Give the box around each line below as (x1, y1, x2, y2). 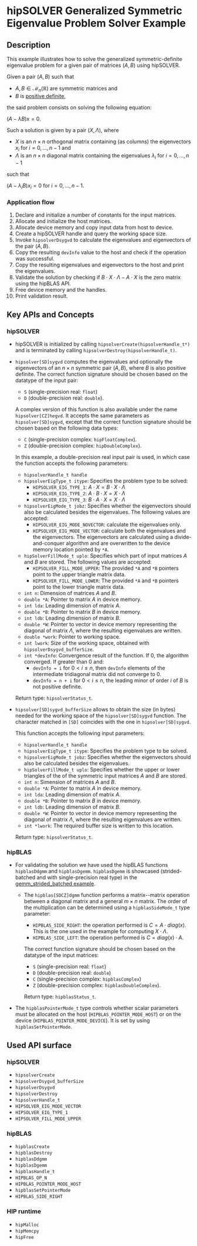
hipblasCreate (15, 1144, 50, 1150)
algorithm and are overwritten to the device (66, 540, 171, 547)
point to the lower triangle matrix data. (32, 583, 125, 590)
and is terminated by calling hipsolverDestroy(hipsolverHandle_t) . (15, 347, 177, 354)
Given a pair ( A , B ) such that (6, 73, 74, 80)
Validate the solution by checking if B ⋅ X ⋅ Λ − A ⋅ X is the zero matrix (15, 274, 181, 281)
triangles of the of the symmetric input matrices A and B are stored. (23, 772, 187, 779)
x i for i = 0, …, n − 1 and (15, 144, 71, 153)
